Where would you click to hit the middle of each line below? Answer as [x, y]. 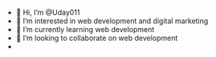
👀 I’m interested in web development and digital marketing [112, 21]
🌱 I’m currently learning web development [85, 29]
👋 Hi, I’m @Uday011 [48, 12]
